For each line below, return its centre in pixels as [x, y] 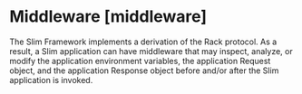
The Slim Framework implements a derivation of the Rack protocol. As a [143, 42]
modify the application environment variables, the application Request [140, 61]
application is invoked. [51, 80]
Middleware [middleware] [108, 17]
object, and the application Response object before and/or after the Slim [144, 70]
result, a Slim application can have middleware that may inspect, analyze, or [151, 51]
